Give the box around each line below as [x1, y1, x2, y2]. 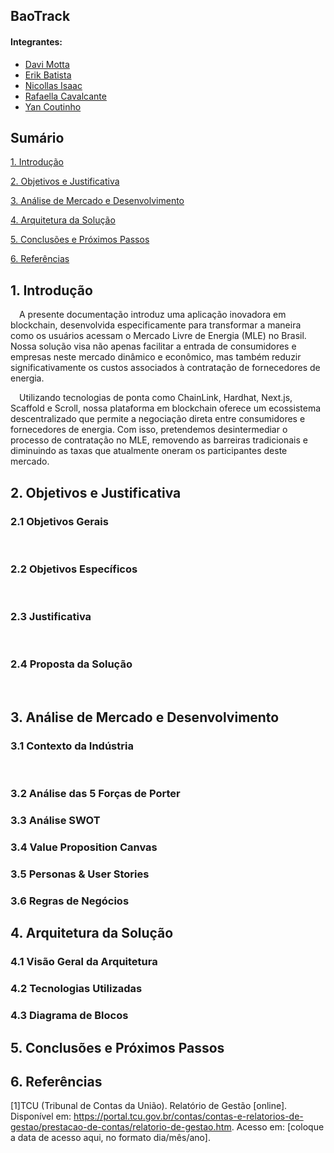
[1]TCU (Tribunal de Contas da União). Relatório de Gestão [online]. [10, 1100, 288, 1112]
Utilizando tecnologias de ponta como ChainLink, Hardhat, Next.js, [19, 392, 293, 404]
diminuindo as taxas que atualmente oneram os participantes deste [10, 445, 288, 457]
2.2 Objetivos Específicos [10, 562, 138, 576]
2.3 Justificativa [10, 610, 92, 624]
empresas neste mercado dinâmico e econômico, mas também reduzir [10, 351, 302, 363]
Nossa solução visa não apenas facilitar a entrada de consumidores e [10, 340, 297, 353]
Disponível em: [10, 1110, 72, 1123]
